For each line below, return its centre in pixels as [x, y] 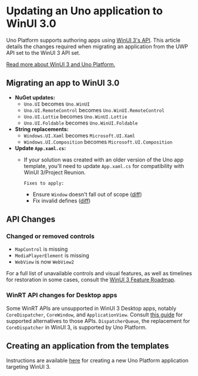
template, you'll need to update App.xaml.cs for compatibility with [104, 166]
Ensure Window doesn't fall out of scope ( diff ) [87, 194]
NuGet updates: [35, 97]
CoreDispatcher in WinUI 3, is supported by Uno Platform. [77, 327]
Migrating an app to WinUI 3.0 [63, 83]
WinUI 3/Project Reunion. [55, 172]
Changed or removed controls [50, 237]
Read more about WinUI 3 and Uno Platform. [61, 64]
